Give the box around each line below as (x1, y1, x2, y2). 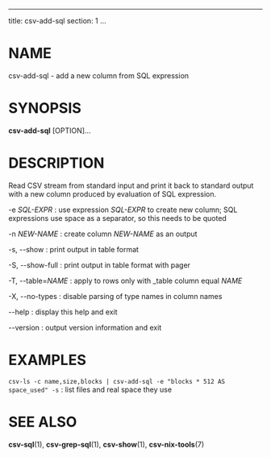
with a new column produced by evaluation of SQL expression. (8, 189, 217, 198)
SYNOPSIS (8, 99, 82, 118)
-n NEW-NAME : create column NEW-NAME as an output (8, 229, 198, 239)
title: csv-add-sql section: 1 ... (8, 16, 106, 25)
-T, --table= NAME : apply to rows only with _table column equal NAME (8, 276, 243, 285)
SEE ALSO (8, 413, 77, 431)
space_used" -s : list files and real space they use (8, 384, 172, 394)
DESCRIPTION (8, 154, 105, 172)
